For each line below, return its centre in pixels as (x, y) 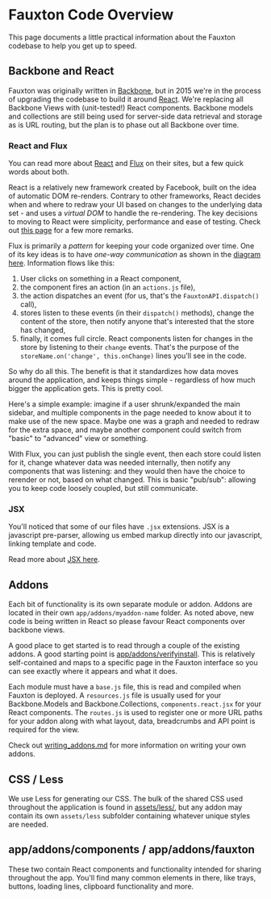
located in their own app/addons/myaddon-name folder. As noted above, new (131, 613)
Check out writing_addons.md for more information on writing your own (127, 745)
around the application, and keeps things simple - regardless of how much (132, 380)
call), (28, 305)
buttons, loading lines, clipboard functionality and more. (101, 886)
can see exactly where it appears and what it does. (93, 672)
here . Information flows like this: (62, 263)
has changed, (43, 330)
